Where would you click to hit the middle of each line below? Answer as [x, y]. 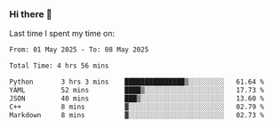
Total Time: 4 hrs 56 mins [59, 66]
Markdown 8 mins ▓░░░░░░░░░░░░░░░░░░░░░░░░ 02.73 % [137, 115]
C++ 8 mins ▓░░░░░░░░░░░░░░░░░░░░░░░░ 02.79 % [137, 107]
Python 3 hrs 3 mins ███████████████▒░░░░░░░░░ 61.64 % [137, 82]
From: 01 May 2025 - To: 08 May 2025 [79, 50]
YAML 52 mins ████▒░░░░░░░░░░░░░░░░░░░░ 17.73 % [137, 90]
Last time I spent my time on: [62, 34]
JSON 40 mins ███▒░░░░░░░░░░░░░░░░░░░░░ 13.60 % [137, 98]
